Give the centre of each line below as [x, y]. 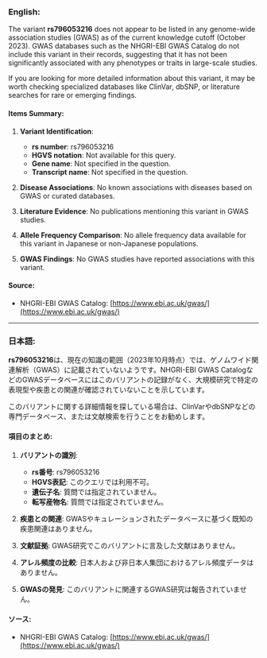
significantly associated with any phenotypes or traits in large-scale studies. [133, 63]
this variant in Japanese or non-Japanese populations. [109, 243]
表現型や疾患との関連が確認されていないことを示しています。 [108, 389]
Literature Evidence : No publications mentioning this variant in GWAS [134, 211]
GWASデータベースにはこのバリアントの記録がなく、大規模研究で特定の [140, 379]
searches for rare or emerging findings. [73, 95]
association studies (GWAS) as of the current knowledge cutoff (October [127, 37]
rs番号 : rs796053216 [66, 472]
